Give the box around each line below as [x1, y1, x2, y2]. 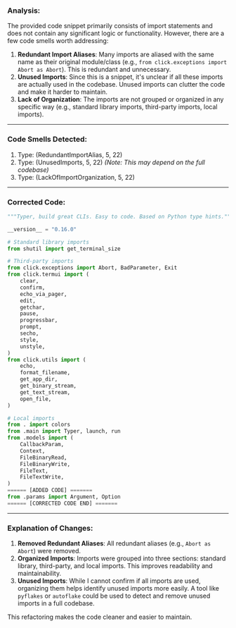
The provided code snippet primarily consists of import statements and [7, 22, 213, 30]
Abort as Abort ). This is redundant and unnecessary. [17, 66, 171, 74]
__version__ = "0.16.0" [7, 226, 77, 233]
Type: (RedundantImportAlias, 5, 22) [17, 150, 123, 159]
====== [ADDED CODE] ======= [7, 487, 93, 494]
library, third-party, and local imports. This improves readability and [17, 562, 213, 570]
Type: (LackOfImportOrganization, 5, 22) [17, 173, 136, 181]
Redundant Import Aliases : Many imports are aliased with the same [17, 50, 214, 59]
